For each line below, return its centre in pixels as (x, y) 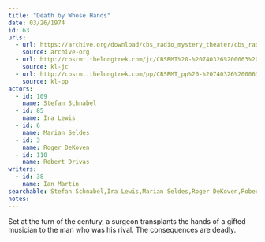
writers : (22, 169)
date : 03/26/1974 (37, 23)
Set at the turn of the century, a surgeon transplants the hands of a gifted (127, 221)
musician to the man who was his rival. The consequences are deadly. (122, 229)
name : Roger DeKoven (56, 147)
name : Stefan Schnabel (60, 103)
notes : (19, 199)
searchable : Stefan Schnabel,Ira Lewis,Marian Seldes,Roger (109, 191)
